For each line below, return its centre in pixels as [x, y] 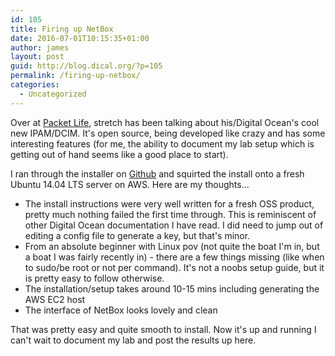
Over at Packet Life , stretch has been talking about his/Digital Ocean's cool [165, 122]
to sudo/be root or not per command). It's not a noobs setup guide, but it [174, 267]
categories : [35, 85]
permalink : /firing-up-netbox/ [75, 76]
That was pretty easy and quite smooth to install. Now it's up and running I [163, 329]
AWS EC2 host [55, 299]
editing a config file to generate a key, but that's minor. [137, 235]
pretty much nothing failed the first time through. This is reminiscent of [170, 214]
